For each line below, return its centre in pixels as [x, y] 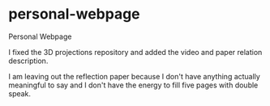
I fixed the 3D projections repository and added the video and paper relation [135, 52]
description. [28, 61]
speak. [19, 93]
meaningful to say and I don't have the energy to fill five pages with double [133, 85]
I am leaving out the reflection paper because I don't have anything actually [135, 76]
